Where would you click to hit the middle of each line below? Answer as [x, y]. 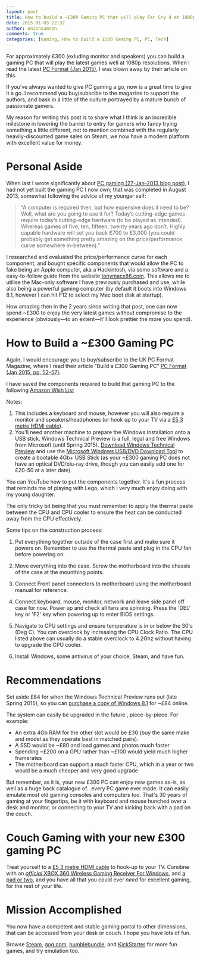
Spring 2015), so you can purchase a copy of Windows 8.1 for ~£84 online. [98, 703]
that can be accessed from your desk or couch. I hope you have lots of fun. [99, 933]
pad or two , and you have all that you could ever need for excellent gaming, [99, 880]
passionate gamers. [30, 106]
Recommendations [54, 680]
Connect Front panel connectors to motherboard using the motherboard [103, 584]
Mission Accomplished [64, 910]
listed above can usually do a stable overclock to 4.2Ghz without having [103, 638]
